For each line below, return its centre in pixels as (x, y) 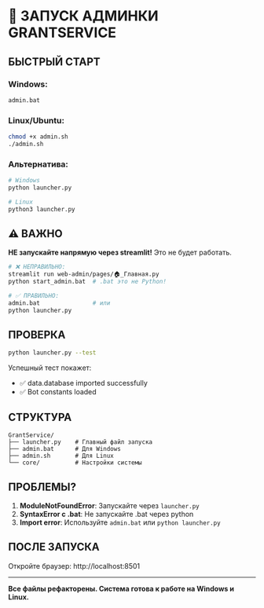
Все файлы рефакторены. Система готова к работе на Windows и (121, 588)
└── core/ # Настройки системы (75, 463)
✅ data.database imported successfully (83, 383)
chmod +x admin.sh (38, 137)
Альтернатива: (38, 164)
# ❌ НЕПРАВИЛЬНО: (37, 267)
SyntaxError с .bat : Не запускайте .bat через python (106, 514)
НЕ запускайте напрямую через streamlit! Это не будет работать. (120, 253)
